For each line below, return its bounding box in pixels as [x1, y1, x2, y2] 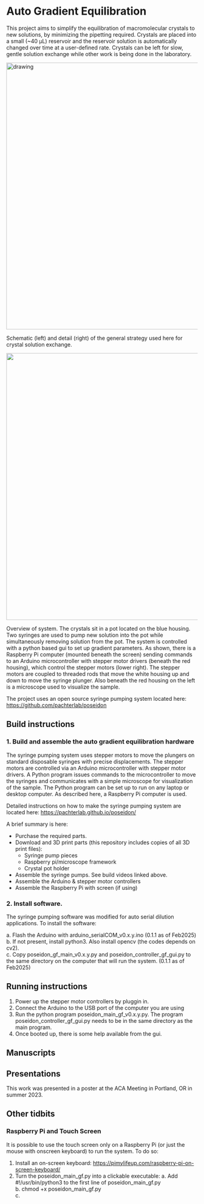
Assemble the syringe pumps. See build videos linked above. [15, 871, 168, 878]
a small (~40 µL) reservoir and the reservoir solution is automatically [6, 37, 177, 45]
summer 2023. [6, 1091, 43, 1098]
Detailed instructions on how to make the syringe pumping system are [6, 802, 182, 809]
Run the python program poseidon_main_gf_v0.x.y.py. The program [15, 1011, 183, 1018]
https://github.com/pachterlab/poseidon [6, 701, 107, 709]
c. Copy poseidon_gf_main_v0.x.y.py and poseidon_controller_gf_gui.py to [6, 950, 191, 958]
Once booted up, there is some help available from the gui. [15, 1030, 162, 1037]
